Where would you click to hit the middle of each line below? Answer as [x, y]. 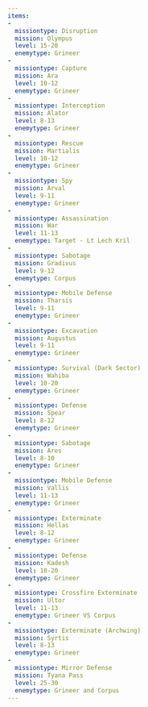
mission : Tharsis [44, 301]
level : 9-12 [35, 271]
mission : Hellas [42, 526]
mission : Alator [42, 114]
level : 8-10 [35, 458]
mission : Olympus [44, 38]
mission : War [37, 226]
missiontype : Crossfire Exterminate [76, 593]
